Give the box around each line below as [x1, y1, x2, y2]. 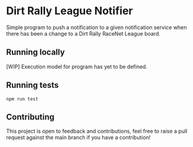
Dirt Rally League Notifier [6, 4, 133, 18]
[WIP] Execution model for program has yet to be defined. [6, 63, 147, 70]
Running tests [6, 80, 59, 90]
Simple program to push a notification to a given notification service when [6, 24, 187, 31]
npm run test [6, 96, 39, 102]
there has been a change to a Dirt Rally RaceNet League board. [6, 30, 160, 37]
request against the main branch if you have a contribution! [6, 134, 151, 141]
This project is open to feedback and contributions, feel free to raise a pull [6, 127, 188, 135]
